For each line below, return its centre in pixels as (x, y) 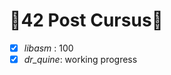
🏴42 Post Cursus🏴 (86, 20)
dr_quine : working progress (80, 59)
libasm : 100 (48, 48)
